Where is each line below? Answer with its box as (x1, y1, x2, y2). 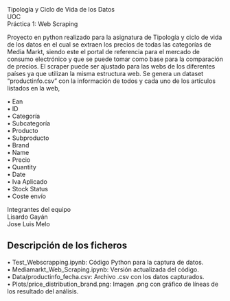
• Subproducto (7, 134, 49, 142)
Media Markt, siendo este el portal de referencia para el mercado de (7, 48, 200, 56)
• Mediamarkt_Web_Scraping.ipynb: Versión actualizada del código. (7, 265, 199, 274)
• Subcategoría (7, 119, 50, 128)
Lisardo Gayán (7, 213, 48, 221)
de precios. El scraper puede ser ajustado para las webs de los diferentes (7, 62, 216, 70)
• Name (7, 149, 30, 156)
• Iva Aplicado (7, 178, 48, 186)
